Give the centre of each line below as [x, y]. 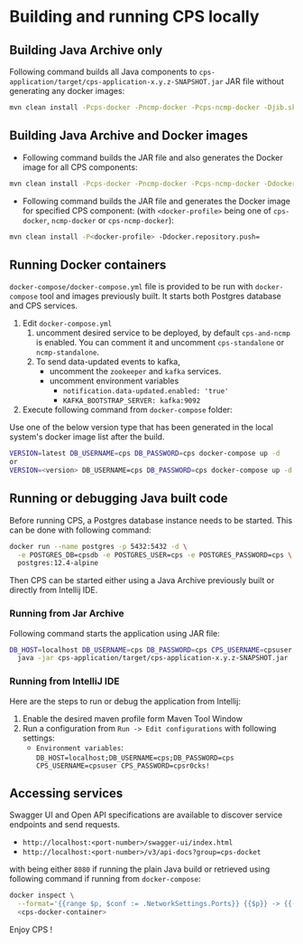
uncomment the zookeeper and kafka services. [135, 372]
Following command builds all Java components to [103, 71]
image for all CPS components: [80, 167]
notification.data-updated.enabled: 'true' [146, 392]
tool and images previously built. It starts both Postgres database [161, 297]
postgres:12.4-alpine [58, 563]
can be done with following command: [80, 530]
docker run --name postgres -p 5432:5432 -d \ [98, 546]
